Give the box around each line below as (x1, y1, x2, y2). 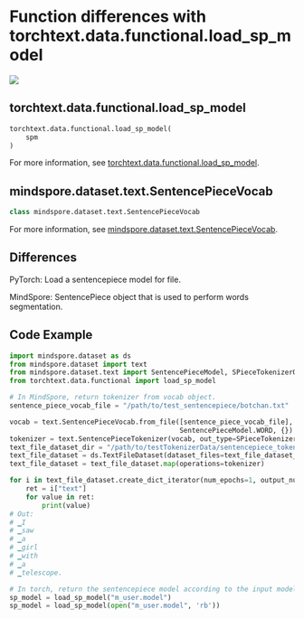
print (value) (42, 501, 91, 510)
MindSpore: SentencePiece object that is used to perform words (9, 291, 249, 302)
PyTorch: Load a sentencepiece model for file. (9, 274, 181, 285)
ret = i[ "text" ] (25, 484, 88, 493)
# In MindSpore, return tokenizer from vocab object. (9, 393, 217, 402)
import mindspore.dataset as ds (9, 351, 131, 361)
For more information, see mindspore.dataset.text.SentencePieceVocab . (9, 224, 279, 235)
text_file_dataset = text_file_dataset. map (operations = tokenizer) (9, 459, 265, 469)
